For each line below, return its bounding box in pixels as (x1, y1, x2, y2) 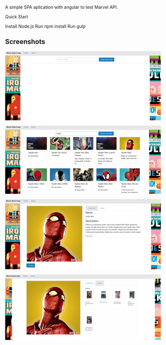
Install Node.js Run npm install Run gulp (5, 23, 86, 29)
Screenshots (5, 38, 45, 46)
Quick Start (5, 14, 28, 19)
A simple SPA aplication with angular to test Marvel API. (5, 4, 118, 10)
